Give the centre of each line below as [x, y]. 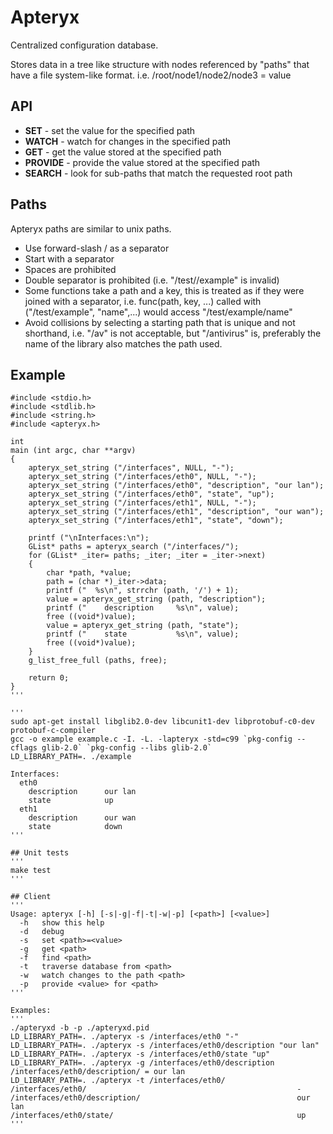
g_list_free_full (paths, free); [98, 661]
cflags [24, 748]
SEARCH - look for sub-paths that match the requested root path [158, 173]
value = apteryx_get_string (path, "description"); [156, 599]
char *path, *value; [89, 573]
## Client [31, 897]
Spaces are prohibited [70, 269]
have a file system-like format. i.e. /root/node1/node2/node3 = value [151, 75]
